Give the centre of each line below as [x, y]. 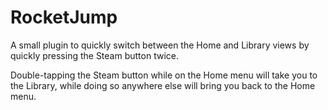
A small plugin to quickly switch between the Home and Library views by [160, 45]
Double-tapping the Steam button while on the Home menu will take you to [164, 75]
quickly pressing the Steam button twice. [94, 55]
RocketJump [64, 17]
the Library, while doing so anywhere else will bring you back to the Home [163, 85]
